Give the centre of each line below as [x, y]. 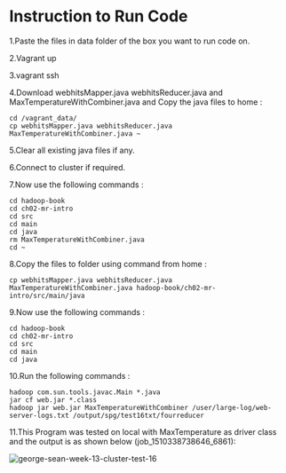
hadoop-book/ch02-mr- [176, 288]
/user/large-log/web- [232, 407]
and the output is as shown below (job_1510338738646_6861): [123, 441]
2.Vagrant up [33, 58]
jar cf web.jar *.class [53, 400]
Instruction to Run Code [99, 16]
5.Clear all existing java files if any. [72, 150]
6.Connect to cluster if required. [68, 167]
